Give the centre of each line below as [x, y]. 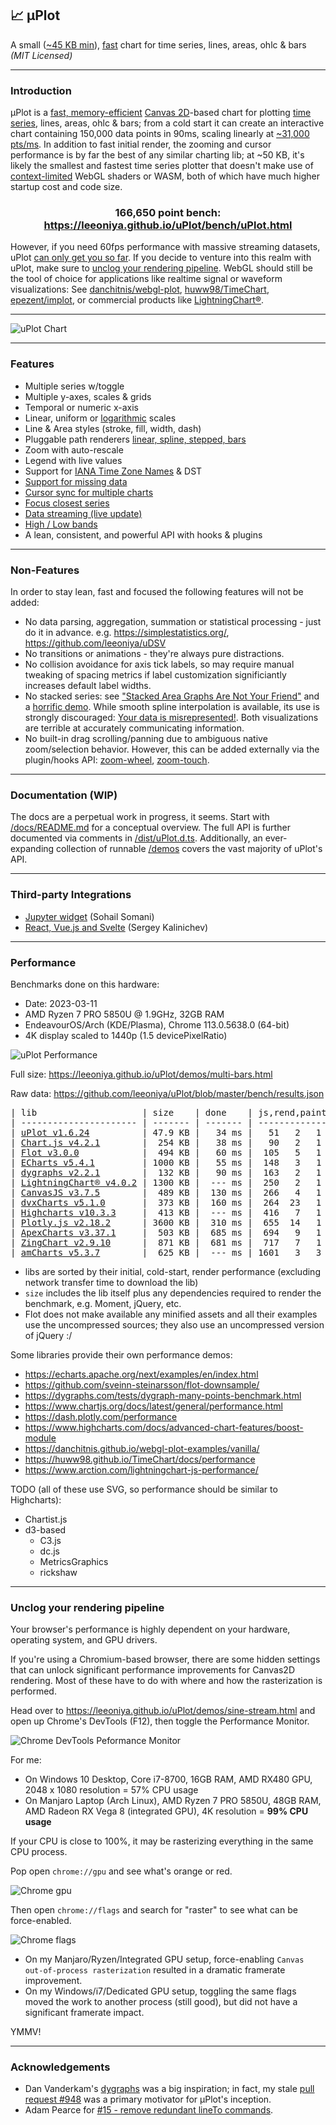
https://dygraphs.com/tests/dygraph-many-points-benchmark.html [163, 1395]
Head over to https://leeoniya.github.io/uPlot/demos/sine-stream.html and [163, 1711]
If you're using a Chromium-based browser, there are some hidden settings [165, 1659]
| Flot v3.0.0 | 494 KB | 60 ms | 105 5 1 [166, 1152]
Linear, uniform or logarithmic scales [100, 418]
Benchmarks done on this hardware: [85, 984]
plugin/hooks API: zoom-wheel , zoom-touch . [117, 760]
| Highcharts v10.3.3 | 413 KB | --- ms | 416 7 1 [166, 1212]
